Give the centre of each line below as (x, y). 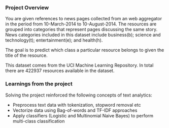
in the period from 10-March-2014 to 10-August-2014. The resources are (81, 24)
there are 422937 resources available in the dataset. (60, 71)
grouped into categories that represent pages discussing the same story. (81, 29)
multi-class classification (39, 121)
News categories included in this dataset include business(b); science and (83, 35)
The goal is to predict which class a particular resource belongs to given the (85, 50)
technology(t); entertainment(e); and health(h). (54, 40)
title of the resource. (27, 55)
